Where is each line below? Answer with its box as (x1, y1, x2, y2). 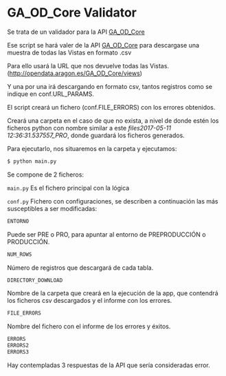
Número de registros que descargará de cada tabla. (7, 264, 154, 272)
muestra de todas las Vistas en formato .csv (7, 48, 132, 57)
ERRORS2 (7, 342, 30, 349)
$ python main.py (7, 157, 57, 165)
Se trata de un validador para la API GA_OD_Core (7, 28, 146, 36)
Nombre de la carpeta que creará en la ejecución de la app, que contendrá (7, 289, 218, 297)
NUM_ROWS (7, 250, 32, 258)
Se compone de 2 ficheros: (7, 170, 84, 179)
